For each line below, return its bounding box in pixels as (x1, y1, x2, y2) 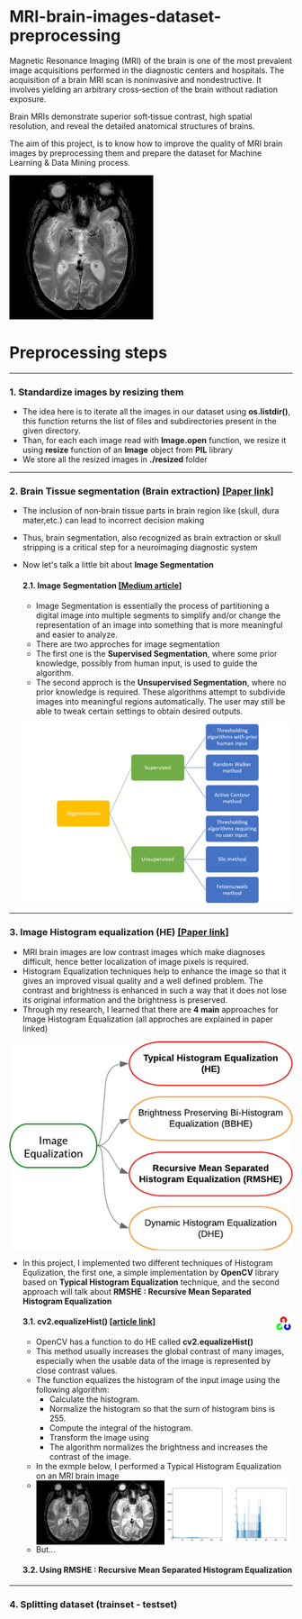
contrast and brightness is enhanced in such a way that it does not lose (22, 985, 288, 996)
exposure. (9, 93, 47, 105)
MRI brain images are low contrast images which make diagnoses (22, 946, 265, 957)
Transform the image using (49, 1432, 150, 1442)
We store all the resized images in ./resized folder (22, 454, 209, 465)
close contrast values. (35, 1365, 119, 1376)
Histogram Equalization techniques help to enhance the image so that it (22, 966, 287, 977)
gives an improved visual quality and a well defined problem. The (22, 975, 263, 986)
